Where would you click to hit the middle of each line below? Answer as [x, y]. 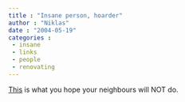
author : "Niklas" [39, 23]
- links [24, 52]
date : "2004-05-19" [43, 30]
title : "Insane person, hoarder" [66, 15]
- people [26, 60]
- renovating [33, 67]
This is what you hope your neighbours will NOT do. [93, 89]
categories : [30, 38]
